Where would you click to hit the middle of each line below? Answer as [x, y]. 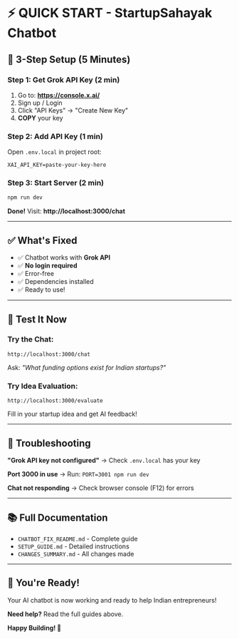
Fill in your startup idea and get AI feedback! [72, 414]
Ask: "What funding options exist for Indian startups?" [87, 367]
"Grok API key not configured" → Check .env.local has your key [104, 460]
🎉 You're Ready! [44, 583]
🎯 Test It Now [37, 319]
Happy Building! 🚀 [34, 628]
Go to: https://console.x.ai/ [59, 95]
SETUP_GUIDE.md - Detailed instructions [73, 546]
